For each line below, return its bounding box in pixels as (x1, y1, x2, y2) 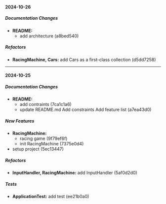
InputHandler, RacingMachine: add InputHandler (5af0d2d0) (12, 170, 137, 176)
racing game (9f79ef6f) (19, 136, 68, 141)
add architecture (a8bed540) (19, 33, 79, 39)
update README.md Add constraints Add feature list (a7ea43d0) (19, 106, 152, 113)
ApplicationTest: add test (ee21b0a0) (12, 194, 89, 199)
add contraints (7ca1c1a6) (19, 102, 72, 107)
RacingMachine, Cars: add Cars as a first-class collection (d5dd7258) (12, 57, 156, 63)
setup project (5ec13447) (12, 146, 64, 152)
